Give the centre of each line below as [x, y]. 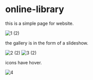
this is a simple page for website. [40, 23]
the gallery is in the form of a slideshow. [47, 43]
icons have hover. [24, 62]
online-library [35, 9]
